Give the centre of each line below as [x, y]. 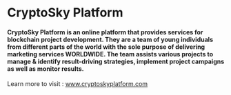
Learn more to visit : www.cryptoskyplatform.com [78, 84]
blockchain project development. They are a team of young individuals [110, 39]
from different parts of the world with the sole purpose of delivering [106, 47]
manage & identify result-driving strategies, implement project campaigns [116, 61]
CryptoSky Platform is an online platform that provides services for [105, 32]
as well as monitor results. [46, 68]
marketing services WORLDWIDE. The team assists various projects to [110, 54]
